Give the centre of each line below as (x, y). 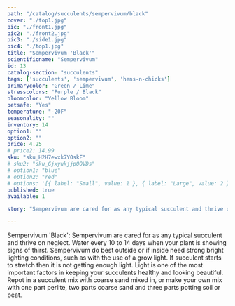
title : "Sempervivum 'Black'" (51, 53)
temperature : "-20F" (37, 112)
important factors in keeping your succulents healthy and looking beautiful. (115, 272)
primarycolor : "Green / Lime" (51, 86)
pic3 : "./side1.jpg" (37, 40)
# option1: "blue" (34, 170)
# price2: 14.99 (31, 151)
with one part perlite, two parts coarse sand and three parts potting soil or (114, 287)
